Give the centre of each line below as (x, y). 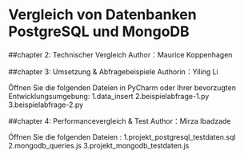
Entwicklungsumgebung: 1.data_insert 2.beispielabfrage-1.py (109, 96)
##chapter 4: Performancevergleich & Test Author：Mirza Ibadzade (120, 120)
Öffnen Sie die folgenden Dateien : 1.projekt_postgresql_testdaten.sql (122, 136)
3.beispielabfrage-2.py (46, 105)
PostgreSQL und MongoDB (99, 32)
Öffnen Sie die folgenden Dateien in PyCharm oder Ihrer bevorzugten (122, 87)
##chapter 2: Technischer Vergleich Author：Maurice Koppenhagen (120, 54)
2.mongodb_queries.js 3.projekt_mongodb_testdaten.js (99, 145)
